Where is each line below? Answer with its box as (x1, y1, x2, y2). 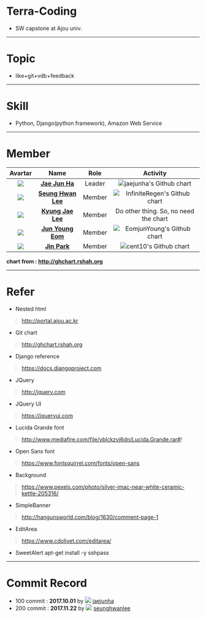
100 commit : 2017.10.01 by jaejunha (15, 597, 115, 605)
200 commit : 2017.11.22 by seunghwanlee (15, 605, 131, 612)
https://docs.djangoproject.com (21, 364, 102, 372)
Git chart (15, 329, 38, 336)
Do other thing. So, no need (115, 206, 195, 215)
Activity (143, 168, 167, 177)
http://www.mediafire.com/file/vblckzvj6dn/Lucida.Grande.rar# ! (21, 435, 183, 443)
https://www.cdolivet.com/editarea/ (21, 537, 112, 545)
